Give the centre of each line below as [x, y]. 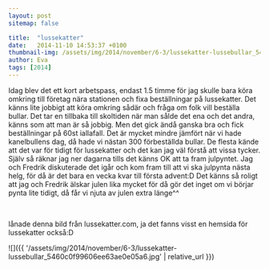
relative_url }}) [191, 256]
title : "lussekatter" [46, 38]
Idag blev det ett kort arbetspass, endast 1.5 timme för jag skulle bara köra [130, 90]
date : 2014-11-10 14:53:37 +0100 [68, 45]
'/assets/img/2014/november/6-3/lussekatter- [102, 248]
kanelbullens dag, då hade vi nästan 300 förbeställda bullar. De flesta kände [134, 141]
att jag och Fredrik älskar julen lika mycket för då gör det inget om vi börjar [131, 184]
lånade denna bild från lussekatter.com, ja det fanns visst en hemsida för [128, 224]
